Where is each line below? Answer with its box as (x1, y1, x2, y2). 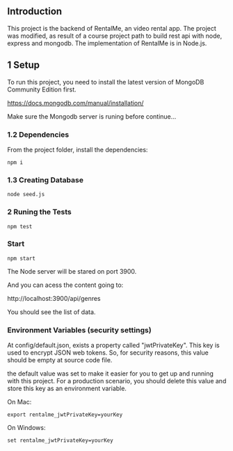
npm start (7, 255, 36, 262)
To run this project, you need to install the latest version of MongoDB (7, 77, 204, 86)
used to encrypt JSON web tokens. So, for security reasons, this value (7, 348, 209, 357)
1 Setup (7, 59, 40, 71)
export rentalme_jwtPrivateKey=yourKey (7, 411, 123, 418)
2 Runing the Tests (7, 207, 72, 217)
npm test (7, 223, 33, 230)
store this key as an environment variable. (7, 384, 127, 393)
